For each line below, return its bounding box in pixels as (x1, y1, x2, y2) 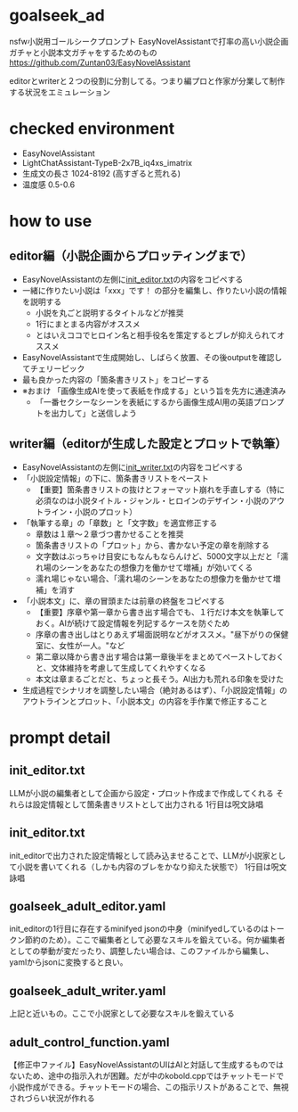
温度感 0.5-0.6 (21, 179, 76, 190)
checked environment (9, 119, 175, 139)
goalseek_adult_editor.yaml (9, 898, 166, 914)
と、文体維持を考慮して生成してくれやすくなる (35, 662, 206, 673)
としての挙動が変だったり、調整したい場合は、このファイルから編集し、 (9, 946, 274, 957)
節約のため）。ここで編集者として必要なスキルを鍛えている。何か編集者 (24, 935, 286, 945)
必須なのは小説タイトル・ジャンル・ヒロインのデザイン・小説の (35, 495, 270, 506)
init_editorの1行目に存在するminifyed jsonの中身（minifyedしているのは (9, 924, 270, 935)
